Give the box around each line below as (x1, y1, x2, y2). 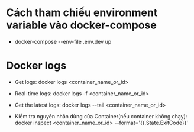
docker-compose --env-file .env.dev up (14, 38, 112, 45)
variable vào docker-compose (6, 18, 157, 32)
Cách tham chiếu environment (6, 6, 158, 20)
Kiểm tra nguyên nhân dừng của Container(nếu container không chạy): (14, 112, 187, 120)
